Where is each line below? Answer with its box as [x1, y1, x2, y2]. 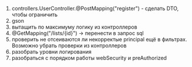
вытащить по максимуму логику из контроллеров [11, 23, 137, 30]
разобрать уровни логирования [11, 48, 92, 55]
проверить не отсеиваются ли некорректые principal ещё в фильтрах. [11, 36, 187, 43]
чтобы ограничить [11, 11, 58, 18]
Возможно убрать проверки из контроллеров [11, 42, 127, 49]
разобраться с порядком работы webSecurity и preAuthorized [11, 55, 167, 61]
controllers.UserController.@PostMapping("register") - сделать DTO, [11, 5, 179, 12]
